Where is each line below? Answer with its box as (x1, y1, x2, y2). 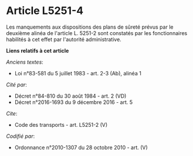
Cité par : (6, 81, 28, 88)
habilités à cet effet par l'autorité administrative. (6, 36, 121, 43)
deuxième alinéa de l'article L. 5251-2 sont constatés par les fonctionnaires (6, 29, 188, 36)
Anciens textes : (6, 58, 44, 65)
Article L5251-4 (6, 4, 84, 18)
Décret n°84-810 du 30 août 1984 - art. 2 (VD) (14, 92, 127, 99)
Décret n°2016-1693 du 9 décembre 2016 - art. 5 (14, 98, 133, 106)
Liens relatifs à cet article (6, 47, 69, 54)
